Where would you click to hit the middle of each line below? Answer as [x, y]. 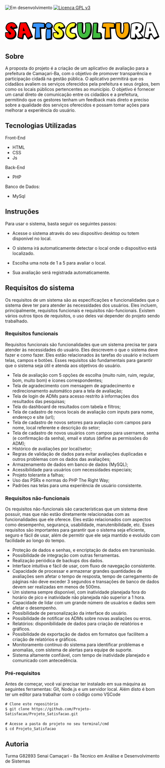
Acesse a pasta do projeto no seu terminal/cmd [59, 724]
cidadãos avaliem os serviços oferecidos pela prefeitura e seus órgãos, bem [82, 84]
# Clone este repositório [32, 704]
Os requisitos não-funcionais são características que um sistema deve [77, 509]
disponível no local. [32, 238]
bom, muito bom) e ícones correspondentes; [57, 380]
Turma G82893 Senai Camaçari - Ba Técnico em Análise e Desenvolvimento [82, 756]
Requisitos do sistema [40, 288]
